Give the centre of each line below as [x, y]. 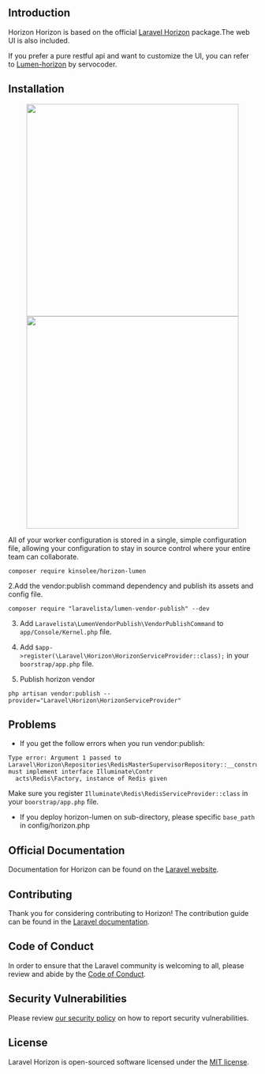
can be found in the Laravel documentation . [79, 922]
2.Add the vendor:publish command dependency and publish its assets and [131, 586]
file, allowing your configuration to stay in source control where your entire [129, 548]
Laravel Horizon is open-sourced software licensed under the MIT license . [129, 1061]
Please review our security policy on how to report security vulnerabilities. [129, 1018]
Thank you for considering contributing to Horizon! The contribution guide [129, 914]
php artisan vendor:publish [54, 693]
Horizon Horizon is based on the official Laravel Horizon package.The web [129, 32]
